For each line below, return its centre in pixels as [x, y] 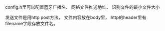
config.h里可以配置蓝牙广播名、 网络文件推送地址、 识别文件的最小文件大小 [83, 7]
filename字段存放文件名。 [32, 23]
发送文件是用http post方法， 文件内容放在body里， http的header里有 [76, 17]
